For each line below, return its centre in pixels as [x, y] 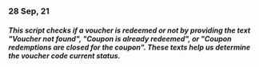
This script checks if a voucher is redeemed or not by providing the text [129, 30]
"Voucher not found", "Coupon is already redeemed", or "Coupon [120, 38]
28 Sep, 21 [29, 11]
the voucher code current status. [64, 55]
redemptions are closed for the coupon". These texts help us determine [129, 47]
